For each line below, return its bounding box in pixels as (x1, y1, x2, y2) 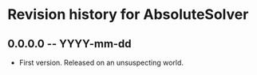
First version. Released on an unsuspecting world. (18, 58, 184, 67)
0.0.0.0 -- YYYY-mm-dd (7, 37, 132, 51)
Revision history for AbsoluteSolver (7, 6, 249, 24)
